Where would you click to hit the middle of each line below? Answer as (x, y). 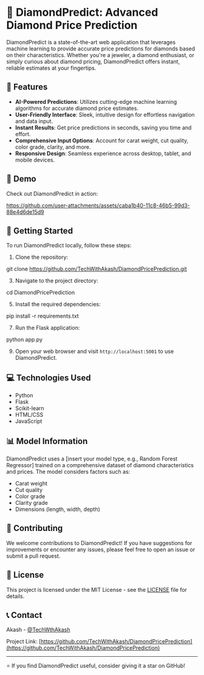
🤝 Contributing (35, 528)
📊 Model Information (47, 441)
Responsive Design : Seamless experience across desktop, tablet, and (103, 153)
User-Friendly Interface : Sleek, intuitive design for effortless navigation (105, 114)
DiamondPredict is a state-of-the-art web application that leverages (91, 42)
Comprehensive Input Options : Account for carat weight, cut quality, (102, 140)
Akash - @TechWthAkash (38, 630)
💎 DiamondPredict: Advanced (82, 12)
